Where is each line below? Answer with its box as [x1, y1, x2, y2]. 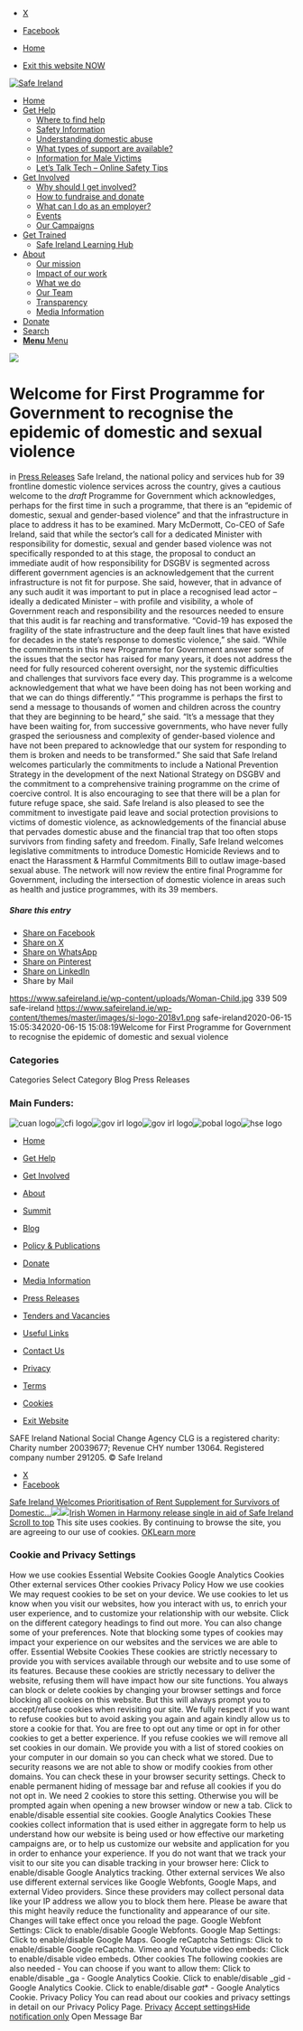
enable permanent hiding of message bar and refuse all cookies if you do [9, 1780, 281, 1792]
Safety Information [35, 124, 106, 135]
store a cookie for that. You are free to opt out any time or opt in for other [9, 1723, 281, 1734]
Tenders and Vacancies [22, 1310, 111, 1321]
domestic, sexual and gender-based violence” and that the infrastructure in [9, 510, 289, 520]
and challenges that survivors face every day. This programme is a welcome [9, 672, 293, 683]
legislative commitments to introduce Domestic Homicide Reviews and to [9, 845, 280, 856]
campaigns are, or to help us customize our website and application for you [9, 1838, 290, 1848]
